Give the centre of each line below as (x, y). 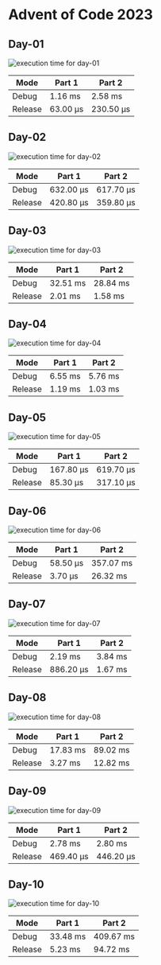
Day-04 (27, 324)
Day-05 (27, 417)
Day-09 (27, 791)
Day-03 (27, 231)
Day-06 (27, 511)
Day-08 (27, 698)
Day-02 (27, 137)
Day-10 (26, 884)
